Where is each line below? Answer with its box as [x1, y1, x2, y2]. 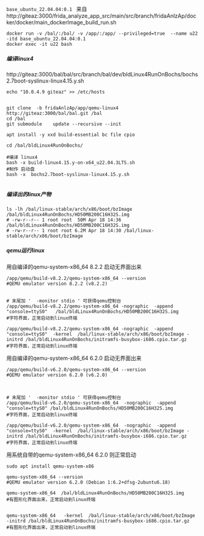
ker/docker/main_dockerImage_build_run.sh [6, 19, 117, 26]
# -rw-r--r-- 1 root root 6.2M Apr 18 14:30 [6, 227, 122, 233]
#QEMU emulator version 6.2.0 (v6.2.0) [6, 372, 108, 378]
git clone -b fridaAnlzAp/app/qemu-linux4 [6, 105, 119, 111]
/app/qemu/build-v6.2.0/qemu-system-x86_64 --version [6, 366, 147, 373]
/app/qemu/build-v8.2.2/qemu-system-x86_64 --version [6, 275, 147, 281]
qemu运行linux [6, 246, 45, 254]
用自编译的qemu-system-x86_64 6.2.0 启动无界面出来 [6, 354, 142, 362]
